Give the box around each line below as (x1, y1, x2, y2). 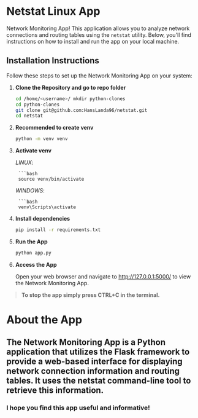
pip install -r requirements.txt (15, 227, 101, 233)
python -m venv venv (15, 136, 68, 142)
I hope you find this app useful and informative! (6, 404, 150, 412)
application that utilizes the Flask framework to (6, 347, 190, 357)
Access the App (15, 261, 57, 268)
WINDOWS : (15, 187, 45, 194)
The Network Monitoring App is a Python (6, 337, 166, 348)
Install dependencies (15, 215, 70, 223)
